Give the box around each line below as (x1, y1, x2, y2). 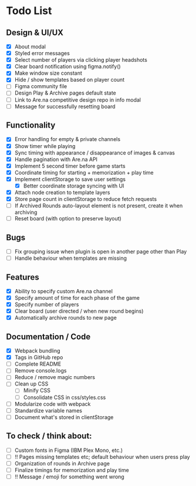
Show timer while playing (14, 142, 76, 149)
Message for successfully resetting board (14, 103, 116, 110)
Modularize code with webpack (14, 400, 91, 407)
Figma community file (14, 83, 67, 90)
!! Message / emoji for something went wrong (14, 473, 124, 480)
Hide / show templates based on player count (14, 76, 125, 83)
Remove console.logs (14, 367, 67, 374)
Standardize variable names (14, 407, 82, 414)
